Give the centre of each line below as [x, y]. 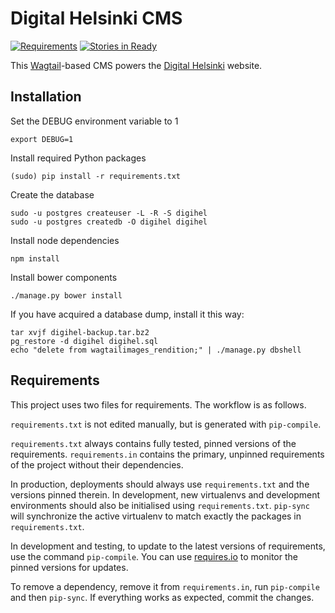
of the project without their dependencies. [97, 464]
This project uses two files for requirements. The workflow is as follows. [158, 404]
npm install [35, 258]
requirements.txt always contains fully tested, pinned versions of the [153, 443]
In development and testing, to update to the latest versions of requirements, [168, 546]
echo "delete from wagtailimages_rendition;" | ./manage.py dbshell [156, 350]
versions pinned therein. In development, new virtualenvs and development [165, 494]
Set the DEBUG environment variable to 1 [94, 121]
